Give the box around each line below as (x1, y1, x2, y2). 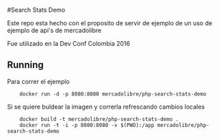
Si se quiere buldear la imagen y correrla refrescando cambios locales (7, 102, 205, 111)
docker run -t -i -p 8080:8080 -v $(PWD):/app (19, 122, 155, 128)
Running (7, 59, 44, 71)
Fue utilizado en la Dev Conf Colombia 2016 (7, 40, 131, 47)
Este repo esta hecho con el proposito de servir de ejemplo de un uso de (7, 19, 213, 27)
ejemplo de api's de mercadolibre (7, 27, 101, 34)
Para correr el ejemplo (7, 77, 70, 85)
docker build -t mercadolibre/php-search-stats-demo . (19, 115, 179, 122)
